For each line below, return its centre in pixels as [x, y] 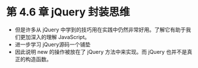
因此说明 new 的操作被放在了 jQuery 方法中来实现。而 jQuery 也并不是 [101, 51]
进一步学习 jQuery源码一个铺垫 [52, 44]
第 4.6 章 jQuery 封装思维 [68, 12]
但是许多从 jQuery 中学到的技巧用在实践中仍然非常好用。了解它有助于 [100, 30]
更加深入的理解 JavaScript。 [55, 37]
